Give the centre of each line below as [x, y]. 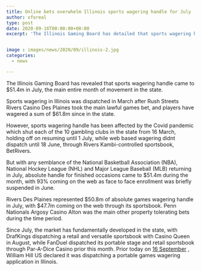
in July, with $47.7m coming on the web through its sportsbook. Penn [91, 205]
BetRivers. [19, 150]
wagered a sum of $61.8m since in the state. [61, 113]
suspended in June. [31, 187]
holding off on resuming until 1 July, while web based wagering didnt [91, 138]
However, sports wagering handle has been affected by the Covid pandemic [100, 125]
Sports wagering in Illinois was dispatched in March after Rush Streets [93, 101]
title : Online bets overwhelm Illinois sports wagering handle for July [99, 12]
